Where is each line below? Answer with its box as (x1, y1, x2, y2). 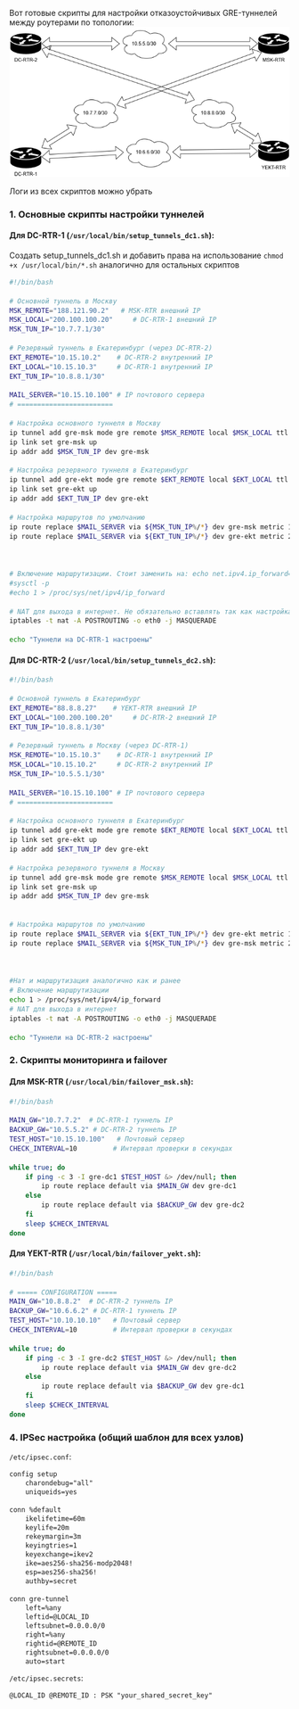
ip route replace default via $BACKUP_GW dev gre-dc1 (41, 1382, 245, 1391)
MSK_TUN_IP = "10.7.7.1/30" (9, 325, 105, 334)
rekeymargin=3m (25, 1532, 82, 1541)
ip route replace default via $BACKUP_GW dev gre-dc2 (41, 1201, 245, 1210)
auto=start (25, 1657, 66, 1666)
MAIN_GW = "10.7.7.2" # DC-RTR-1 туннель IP (9, 1116, 174, 1125)
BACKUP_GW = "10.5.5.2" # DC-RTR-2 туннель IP (9, 1126, 177, 1135)
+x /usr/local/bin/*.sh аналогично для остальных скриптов (9, 259, 240, 270)
